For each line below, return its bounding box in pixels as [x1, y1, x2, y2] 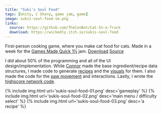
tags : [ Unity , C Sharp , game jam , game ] [5, 12, 89, 17]
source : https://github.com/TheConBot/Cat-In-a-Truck [9, 25, 121, 30]
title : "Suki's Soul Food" [5, 7, 60, 12]
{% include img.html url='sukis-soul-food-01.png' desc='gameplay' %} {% [5, 88, 155, 94]
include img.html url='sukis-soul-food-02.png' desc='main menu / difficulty [5, 93, 157, 99]
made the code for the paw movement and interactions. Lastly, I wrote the [5, 74, 153, 79]
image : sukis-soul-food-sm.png [5, 16, 69, 21]
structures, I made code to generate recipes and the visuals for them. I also [5, 68, 156, 74]
